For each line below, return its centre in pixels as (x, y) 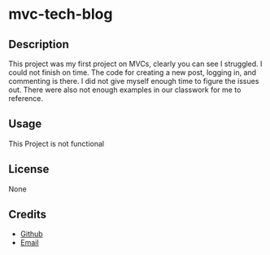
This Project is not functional (56, 143)
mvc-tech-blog (61, 14)
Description (39, 44)
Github (31, 234)
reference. (26, 98)
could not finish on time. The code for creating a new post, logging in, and (133, 73)
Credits (28, 215)
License (29, 169)
